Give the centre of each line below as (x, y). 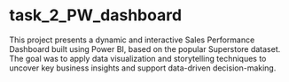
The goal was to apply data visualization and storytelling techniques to (138, 58)
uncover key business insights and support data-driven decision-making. (143, 68)
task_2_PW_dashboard (96, 15)
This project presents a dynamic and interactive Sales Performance (132, 40)
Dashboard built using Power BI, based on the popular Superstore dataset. (145, 48)
